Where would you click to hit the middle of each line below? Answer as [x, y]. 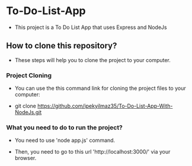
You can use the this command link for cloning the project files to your [100, 88]
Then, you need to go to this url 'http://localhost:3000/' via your [92, 152]
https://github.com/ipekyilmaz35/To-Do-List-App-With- [105, 106]
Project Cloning [29, 75]
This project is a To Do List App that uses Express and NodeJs [91, 27]
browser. [25, 158]
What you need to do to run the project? [65, 127]
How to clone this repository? [62, 46]
